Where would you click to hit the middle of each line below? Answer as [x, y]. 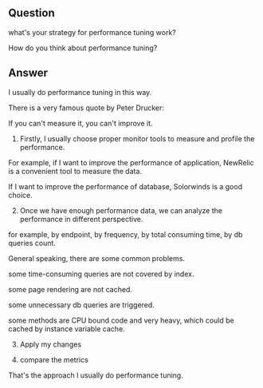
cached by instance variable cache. [67, 329]
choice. [21, 195]
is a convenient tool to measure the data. [75, 171]
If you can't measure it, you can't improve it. [80, 123]
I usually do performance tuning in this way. [80, 92]
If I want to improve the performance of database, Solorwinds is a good [126, 186]
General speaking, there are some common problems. [97, 258]
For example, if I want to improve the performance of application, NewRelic [131, 162]
